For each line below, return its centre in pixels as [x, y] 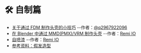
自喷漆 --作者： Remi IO [35, 39]
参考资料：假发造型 [31, 45]
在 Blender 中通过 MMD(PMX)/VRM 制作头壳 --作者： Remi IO [74, 33]
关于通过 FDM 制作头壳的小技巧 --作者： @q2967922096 [70, 27]
